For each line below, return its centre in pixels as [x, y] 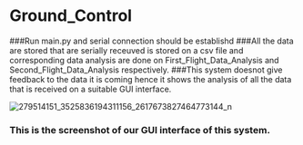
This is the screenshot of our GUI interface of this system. [140, 130]
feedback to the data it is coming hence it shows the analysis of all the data [151, 79]
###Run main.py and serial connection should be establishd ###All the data [151, 41]
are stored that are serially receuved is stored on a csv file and [126, 50]
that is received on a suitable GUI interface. [91, 89]
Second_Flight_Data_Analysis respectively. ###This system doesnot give [146, 70]
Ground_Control [71, 16]
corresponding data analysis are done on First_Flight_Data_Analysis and [144, 60]
